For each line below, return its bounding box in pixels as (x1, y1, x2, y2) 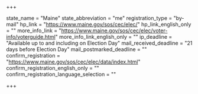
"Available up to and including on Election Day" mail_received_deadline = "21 (6, 39, 193, 46)
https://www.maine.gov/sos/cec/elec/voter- (61, 27, 168, 34)
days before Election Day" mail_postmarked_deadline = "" (6, 46, 147, 53)
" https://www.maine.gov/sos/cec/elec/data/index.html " (6, 58, 141, 65)
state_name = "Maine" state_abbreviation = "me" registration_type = (6, 15, 173, 21)
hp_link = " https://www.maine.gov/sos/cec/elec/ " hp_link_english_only (20, 21, 191, 28)
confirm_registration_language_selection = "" (6, 71, 116, 78)
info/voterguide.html (6, 33, 56, 40)
